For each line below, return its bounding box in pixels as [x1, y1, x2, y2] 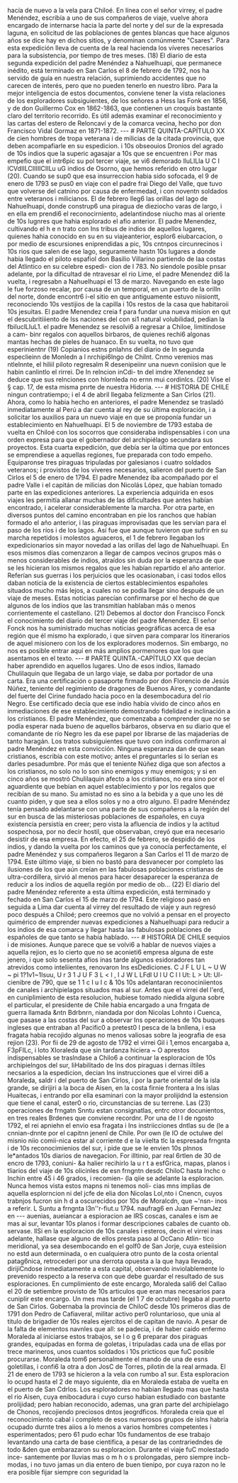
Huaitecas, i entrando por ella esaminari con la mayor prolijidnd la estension [7, 1092, 229, 1099]
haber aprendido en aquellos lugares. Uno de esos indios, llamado [7, 662, 200, 670]
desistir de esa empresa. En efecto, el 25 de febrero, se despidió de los [7, 835, 215, 843]
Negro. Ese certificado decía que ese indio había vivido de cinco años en [7, 699, 221, 708]
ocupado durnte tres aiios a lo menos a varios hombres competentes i [7, 1423, 212, 1431]
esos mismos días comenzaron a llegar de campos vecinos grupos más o [7, 549, 222, 557]
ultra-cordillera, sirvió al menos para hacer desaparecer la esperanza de [7, 872, 219, 881]
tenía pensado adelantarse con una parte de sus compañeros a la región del [7, 805, 230, 813]
